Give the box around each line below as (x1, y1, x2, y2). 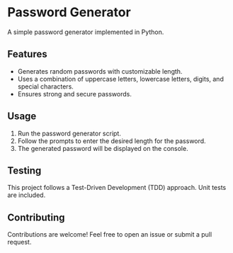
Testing (7, 164, 42, 176)
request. (7, 238, 32, 247)
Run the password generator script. (17, 129, 122, 137)
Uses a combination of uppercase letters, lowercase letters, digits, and (17, 74, 225, 83)
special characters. (17, 82, 74, 91)
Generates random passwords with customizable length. (17, 67, 183, 75)
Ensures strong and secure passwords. (17, 89, 132, 98)
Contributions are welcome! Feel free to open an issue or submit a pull (7, 230, 212, 239)
